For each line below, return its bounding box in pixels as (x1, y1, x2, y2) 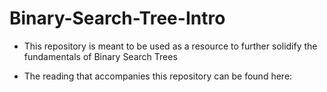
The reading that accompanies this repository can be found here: (23, 70, 293, 82)
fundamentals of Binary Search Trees (23, 50, 178, 62)
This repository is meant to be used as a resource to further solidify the (23, 40, 318, 52)
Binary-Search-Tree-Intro (9, 7, 226, 30)
